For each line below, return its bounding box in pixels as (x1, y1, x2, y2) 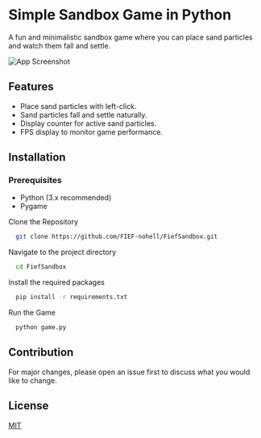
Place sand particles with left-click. (19, 101, 137, 111)
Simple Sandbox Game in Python (8, 6, 232, 24)
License (8, 399, 49, 413)
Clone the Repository (8, 217, 79, 227)
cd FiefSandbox (15, 263, 67, 271)
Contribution (8, 345, 74, 360)
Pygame (19, 202, 48, 211)
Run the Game (8, 308, 56, 318)
